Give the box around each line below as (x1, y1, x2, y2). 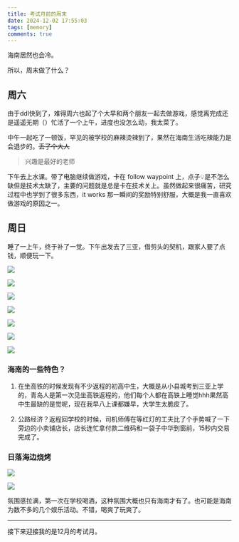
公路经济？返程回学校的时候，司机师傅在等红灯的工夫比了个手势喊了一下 (17, 415, 230, 424)
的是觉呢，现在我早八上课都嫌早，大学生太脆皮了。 (42, 400, 193, 409)
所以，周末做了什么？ (7, 66, 70, 75)
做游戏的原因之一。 (7, 199, 64, 208)
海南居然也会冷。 (7, 51, 58, 59)
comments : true (7, 30, 53, 38)
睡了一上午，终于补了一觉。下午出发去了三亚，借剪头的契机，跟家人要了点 (7, 242, 225, 250)
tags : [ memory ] (7, 24, 53, 31)
